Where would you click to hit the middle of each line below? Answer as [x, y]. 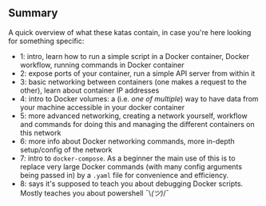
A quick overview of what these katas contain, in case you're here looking [130, 32]
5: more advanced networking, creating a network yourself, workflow [133, 116]
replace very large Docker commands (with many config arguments [131, 166]
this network [40, 133]
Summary [33, 13]
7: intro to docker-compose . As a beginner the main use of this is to [127, 158]
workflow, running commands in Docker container [102, 65]
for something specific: [46, 41]
